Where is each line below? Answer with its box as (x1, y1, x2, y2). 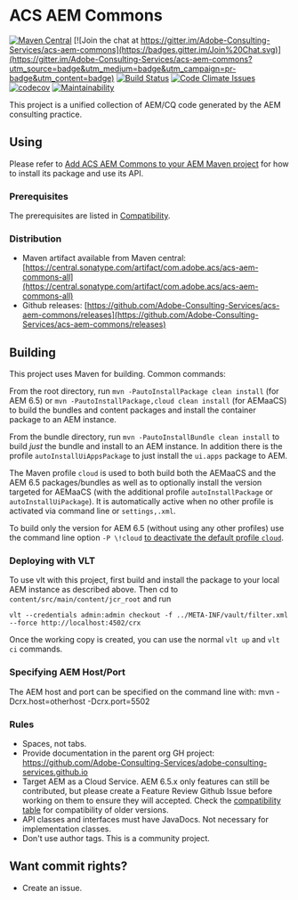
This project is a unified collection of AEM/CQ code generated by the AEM (9, 99, 282, 110)
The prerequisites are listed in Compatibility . (9, 210, 171, 221)
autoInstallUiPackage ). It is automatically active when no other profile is (9, 496, 274, 507)
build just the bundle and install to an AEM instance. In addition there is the (9, 441, 283, 452)
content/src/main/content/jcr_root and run (9, 593, 172, 604)
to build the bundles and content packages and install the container (9, 405, 256, 415)
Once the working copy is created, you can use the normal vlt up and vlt (9, 634, 280, 645)
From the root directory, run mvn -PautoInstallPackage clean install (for (9, 386, 279, 397)
